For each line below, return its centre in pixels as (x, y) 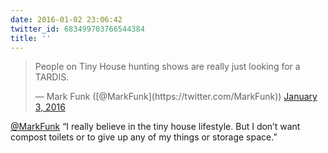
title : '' (31, 38)
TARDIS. (52, 77)
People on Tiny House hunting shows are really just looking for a (167, 67)
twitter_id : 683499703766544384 (77, 29)
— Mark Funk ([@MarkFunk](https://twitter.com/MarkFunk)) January (176, 97)
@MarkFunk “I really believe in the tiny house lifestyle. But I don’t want (155, 127)
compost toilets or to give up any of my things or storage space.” (144, 137)
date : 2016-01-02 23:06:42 (66, 19)
